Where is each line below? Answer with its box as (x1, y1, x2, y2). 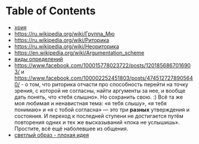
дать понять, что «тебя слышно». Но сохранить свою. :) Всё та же (14, 93, 183, 101)
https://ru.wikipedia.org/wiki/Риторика (14, 36, 110, 43)
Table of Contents (5, 4, 96, 18)
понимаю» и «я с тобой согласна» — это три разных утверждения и (14, 106, 190, 113)
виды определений (14, 55, 63, 62)
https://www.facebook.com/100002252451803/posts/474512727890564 (14, 74, 193, 82)
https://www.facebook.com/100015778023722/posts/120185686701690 (14, 61, 191, 69)
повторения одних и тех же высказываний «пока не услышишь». (14, 118, 180, 126)
